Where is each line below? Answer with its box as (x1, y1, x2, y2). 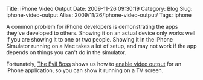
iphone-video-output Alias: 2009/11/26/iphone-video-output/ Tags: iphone (6, 11, 192, 19)
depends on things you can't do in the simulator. (6, 49, 127, 56)
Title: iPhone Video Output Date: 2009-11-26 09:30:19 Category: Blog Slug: (6, 5, 193, 12)
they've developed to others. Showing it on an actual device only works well (6, 29, 196, 37)
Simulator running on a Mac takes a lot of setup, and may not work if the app (6, 42, 198, 49)
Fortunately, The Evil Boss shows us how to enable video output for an (6, 60, 182, 67)
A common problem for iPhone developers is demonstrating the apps (6, 23, 178, 30)
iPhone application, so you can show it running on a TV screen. (6, 67, 164, 74)
